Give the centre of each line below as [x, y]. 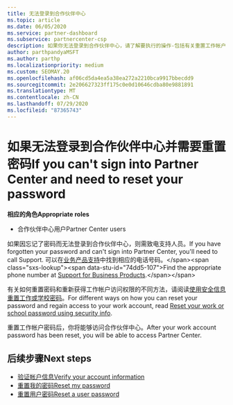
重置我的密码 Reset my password [64, 385]
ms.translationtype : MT [42, 91]
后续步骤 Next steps [49, 359]
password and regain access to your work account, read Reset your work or [116, 305]
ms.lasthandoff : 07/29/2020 [48, 104]
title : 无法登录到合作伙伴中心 [46, 14]
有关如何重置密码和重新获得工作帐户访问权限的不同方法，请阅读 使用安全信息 [116, 289]
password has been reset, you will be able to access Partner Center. [105, 335]
